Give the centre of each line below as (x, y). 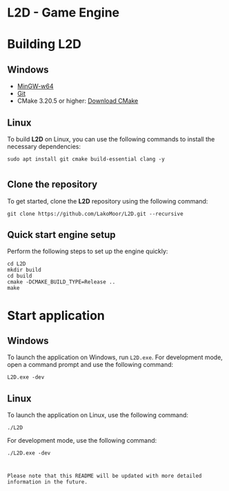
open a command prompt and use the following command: (90, 365)
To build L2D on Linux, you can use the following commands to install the (111, 139)
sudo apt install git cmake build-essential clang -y (86, 159)
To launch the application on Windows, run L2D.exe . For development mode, (115, 357)
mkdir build (24, 270)
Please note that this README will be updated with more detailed (104, 476)
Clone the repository (52, 184)
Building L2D (44, 44)
